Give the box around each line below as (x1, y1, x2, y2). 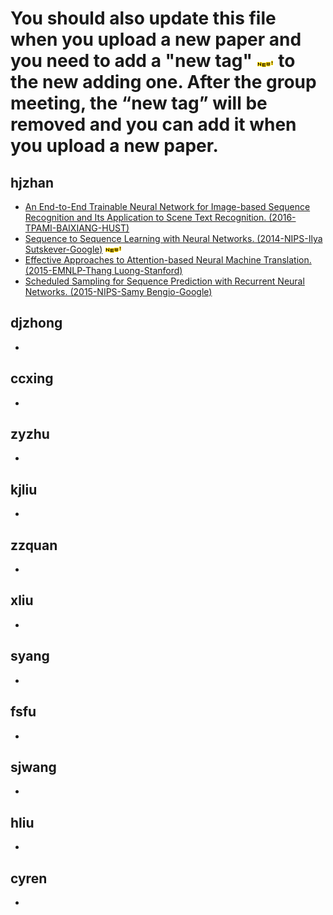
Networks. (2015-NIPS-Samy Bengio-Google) (24, 286, 213, 297)
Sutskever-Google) (24, 243, 103, 255)
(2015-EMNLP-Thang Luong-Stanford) (24, 265, 183, 276)
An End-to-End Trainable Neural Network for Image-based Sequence (24, 201, 311, 212)
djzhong (10, 315, 63, 332)
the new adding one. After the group (10, 71, 317, 94)
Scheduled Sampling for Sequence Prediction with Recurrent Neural (24, 275, 305, 287)
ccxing (10, 370, 54, 387)
